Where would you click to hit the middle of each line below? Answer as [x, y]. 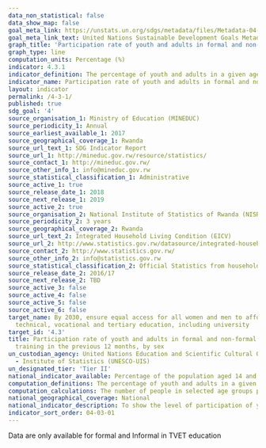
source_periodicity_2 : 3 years [60, 222]
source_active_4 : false [47, 295]
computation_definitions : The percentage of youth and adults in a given [133, 383]
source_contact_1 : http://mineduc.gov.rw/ [79, 163]
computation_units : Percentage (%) [67, 60]
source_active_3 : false [47, 288]
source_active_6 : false [47, 309]
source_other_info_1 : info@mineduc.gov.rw [79, 170]
